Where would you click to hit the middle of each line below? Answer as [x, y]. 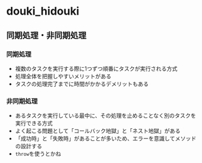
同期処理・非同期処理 [46, 35]
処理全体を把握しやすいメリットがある [63, 76]
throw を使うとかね [38, 154]
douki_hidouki [43, 11]
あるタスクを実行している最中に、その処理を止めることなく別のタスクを [106, 116]
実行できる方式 [34, 123]
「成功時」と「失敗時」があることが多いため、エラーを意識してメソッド [106, 139]
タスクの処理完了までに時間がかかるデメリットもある [82, 84]
